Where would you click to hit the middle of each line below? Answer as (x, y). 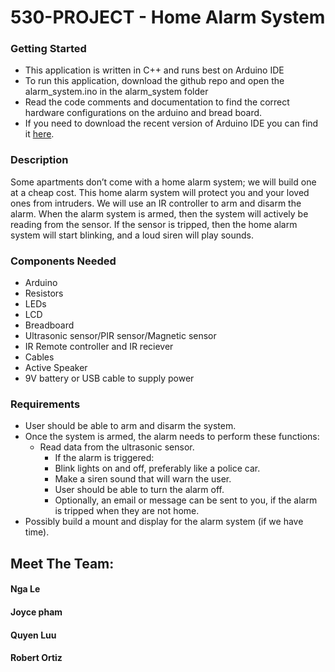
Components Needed (63, 261)
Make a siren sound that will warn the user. (143, 479)
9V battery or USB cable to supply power (109, 378)
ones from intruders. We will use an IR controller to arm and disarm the (156, 203)
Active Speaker (56, 368)
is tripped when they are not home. (127, 511)
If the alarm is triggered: (104, 458)
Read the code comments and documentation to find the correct (157, 102)
